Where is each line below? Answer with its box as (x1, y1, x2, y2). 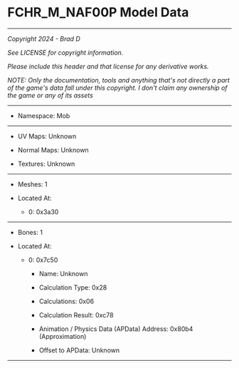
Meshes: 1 (17, 179, 48, 189)
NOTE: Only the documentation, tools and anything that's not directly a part (7, 75, 230, 84)
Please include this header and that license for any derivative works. (7, 62, 209, 70)
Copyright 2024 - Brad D (7, 34, 80, 43)
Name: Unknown (38, 269, 88, 278)
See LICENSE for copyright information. (7, 48, 124, 57)
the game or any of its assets (7, 90, 94, 100)
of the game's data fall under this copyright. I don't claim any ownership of (7, 83, 228, 92)
